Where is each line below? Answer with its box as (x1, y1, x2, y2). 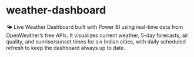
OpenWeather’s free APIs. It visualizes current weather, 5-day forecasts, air (6, 32, 189, 39)
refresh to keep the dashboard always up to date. (6, 44, 125, 51)
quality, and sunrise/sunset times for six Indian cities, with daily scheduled (6, 38, 186, 45)
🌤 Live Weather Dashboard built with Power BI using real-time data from (6, 23, 183, 30)
